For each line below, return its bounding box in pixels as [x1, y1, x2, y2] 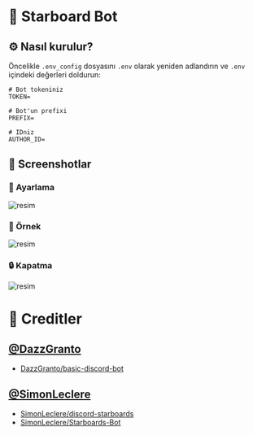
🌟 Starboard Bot [8, 7, 118, 26]
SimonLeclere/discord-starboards [20, 409, 134, 419]
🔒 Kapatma [8, 259, 53, 271]
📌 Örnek [8, 220, 41, 232]
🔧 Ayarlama [8, 182, 55, 194]
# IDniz [8, 128, 35, 137]
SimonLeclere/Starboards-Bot [20, 418, 121, 428]
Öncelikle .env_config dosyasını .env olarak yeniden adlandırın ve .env [8, 61, 246, 71]
